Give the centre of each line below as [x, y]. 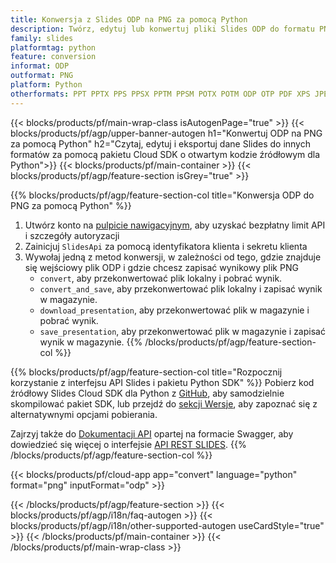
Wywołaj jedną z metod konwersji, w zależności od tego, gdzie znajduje [173, 257]
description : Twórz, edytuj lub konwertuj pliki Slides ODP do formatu [162, 29]
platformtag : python [53, 47]
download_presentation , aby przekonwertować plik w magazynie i [174, 310]
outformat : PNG [42, 76]
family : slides [42, 38]
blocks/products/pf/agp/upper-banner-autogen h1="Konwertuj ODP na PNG [166, 133]
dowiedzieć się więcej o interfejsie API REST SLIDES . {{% [128, 444]
